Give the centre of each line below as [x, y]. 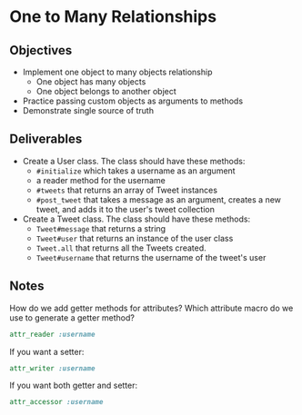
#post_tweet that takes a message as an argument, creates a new [159, 199]
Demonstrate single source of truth [88, 110]
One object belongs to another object [106, 91]
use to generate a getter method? [72, 317]
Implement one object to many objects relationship [117, 72]
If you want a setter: [47, 351]
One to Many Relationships [113, 17]
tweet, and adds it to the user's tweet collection [126, 209]
